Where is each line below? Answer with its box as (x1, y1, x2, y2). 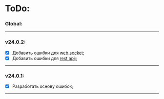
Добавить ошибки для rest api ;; (12, 55, 78, 61)
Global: (5, 20, 23, 27)
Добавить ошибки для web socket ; (12, 50, 84, 56)
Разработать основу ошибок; (12, 83, 74, 89)
